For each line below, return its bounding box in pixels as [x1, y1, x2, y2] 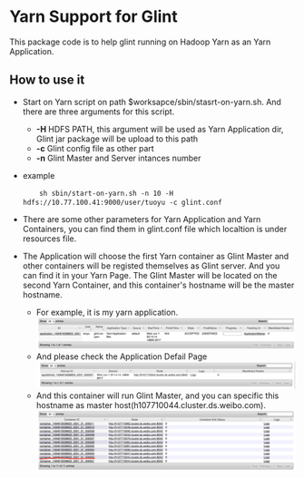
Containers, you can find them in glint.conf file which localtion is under [22, 223, 288, 234]
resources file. [22, 233, 77, 244]
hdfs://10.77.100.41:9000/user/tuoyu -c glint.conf [22, 198, 222, 207]
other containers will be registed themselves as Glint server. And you [22, 260, 280, 271]
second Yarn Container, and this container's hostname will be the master [22, 279, 295, 290]
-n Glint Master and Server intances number [35, 152, 201, 163]
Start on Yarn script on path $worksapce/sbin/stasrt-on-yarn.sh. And [22, 96, 281, 107]
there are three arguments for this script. [22, 106, 175, 117]
